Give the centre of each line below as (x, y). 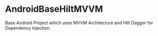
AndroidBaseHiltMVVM (54, 9)
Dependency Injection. (28, 28)
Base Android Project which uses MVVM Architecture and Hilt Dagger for (79, 23)
